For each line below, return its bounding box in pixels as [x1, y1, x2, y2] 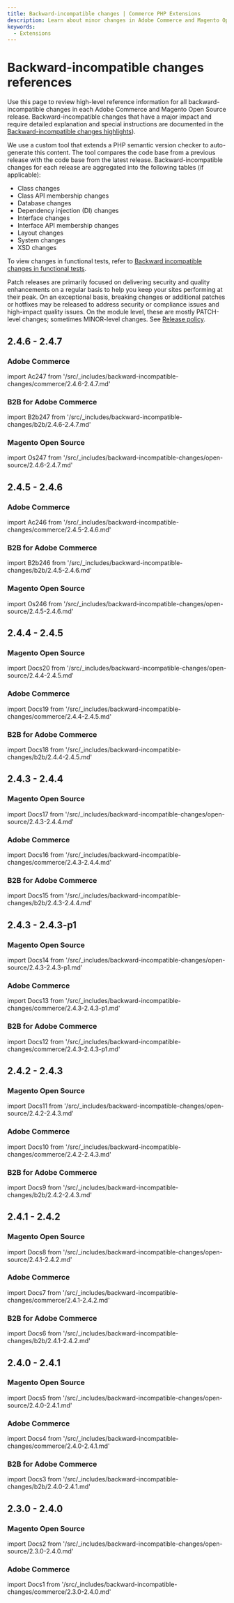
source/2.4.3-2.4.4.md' [7, 817, 75, 826]
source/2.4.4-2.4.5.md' [7, 671, 75, 680]
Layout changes [17, 228, 64, 237]
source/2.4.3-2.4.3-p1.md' [7, 963, 83, 972]
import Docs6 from [7, 1329, 62, 1338]
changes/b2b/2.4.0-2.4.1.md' [7, 1482, 91, 1491]
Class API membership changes [17, 191, 109, 200]
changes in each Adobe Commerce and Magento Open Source [45, 105, 226, 114]
